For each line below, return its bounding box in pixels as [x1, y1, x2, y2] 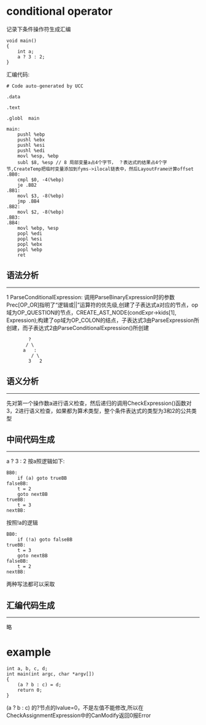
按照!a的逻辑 [6, 519, 38, 527]
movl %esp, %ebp [17, 152, 59, 159]
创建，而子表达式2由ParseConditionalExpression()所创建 [6, 324, 149, 331]
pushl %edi [17, 147, 45, 154]
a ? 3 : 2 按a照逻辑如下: [6, 458, 65, 465]
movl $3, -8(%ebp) [17, 192, 64, 199]
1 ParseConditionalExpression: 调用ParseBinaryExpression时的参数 [6, 293, 175, 300]
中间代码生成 [6, 434, 55, 445]
